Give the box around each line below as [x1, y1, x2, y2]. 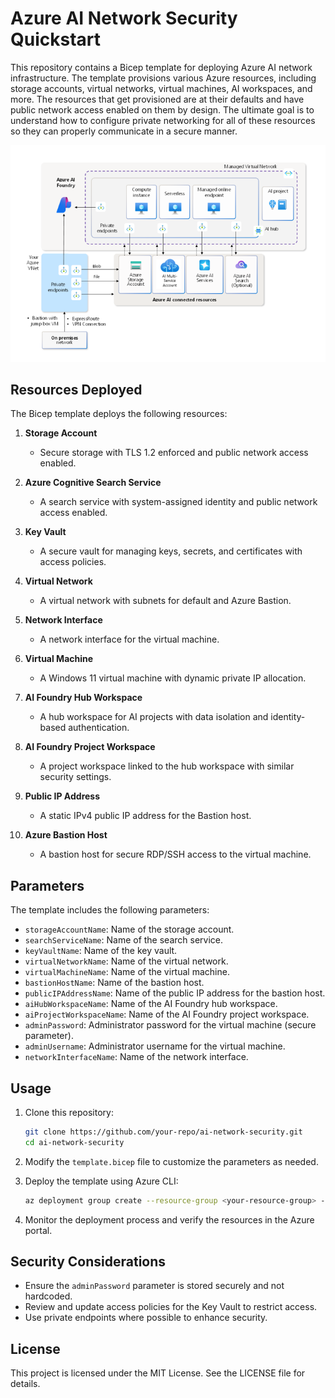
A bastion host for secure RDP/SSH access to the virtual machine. [39, 848, 312, 861]
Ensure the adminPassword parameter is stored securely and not [24, 1280, 285, 1292]
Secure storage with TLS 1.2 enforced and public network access [39, 447, 309, 459]
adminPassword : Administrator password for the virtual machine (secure [24, 1019, 317, 1031]
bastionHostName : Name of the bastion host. [24, 977, 205, 989]
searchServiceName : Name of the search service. [24, 934, 224, 946]
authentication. [68, 722, 130, 734]
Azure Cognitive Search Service [24, 477, 162, 489]
